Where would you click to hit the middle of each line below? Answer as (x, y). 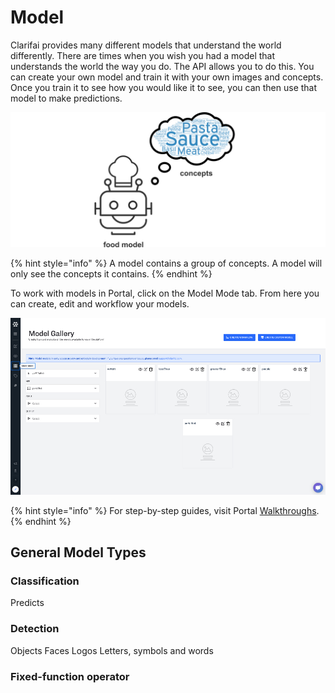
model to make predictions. (66, 98)
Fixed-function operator (70, 676)
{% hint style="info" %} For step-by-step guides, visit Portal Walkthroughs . (165, 510)
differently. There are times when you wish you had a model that (143, 55)
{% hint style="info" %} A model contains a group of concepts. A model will (166, 263)
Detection (35, 629)
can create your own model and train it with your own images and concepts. (167, 77)
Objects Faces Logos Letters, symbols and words (112, 650)
